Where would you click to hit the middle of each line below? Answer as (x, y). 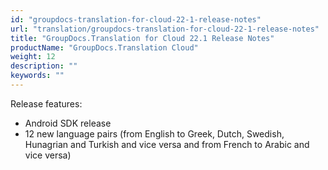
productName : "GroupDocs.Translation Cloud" (104, 47)
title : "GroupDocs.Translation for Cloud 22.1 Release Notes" (142, 38)
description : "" (44, 66)
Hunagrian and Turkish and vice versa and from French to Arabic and (167, 144)
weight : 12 (33, 57)
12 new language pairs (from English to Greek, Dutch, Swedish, (154, 133)
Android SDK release (68, 123)
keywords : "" (37, 76)
